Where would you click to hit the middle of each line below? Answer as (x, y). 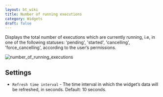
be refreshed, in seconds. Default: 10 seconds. (59, 90)
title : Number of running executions (44, 14)
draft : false (18, 23)
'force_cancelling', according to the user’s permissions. (61, 48)
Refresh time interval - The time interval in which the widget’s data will (85, 84)
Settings (18, 72)
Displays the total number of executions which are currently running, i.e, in (80, 37)
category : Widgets (24, 19)
